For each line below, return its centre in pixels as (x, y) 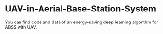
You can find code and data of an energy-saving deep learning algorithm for (82, 22)
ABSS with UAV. (21, 27)
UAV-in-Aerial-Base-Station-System (81, 9)
